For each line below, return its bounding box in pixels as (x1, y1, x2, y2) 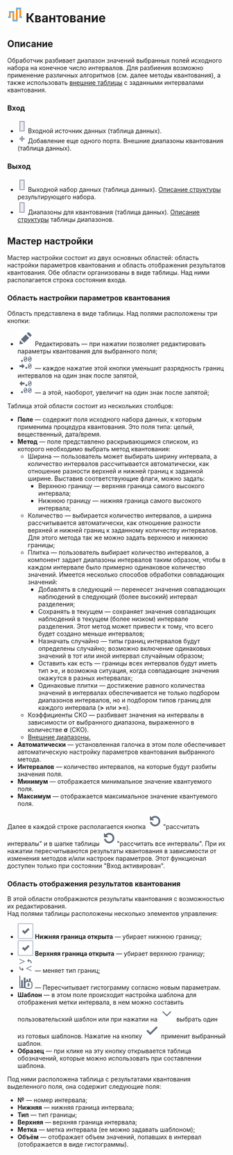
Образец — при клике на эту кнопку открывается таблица (17, 1047, 192, 1055)
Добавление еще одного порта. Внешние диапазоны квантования (27, 137, 224, 145)
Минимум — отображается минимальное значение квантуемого (17, 777, 212, 785)
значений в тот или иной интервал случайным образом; (37, 652, 205, 660)
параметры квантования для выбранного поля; (17, 347, 158, 355)
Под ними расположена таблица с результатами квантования (7, 1075, 191, 1083)
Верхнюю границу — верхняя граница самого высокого (37, 481, 205, 490)
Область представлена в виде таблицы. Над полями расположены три (7, 309, 218, 317)
